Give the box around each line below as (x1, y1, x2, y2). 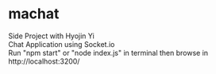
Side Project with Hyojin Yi (8, 31, 95, 41)
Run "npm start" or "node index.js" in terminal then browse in (8, 48, 209, 57)
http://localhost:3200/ (8, 56, 80, 66)
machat (8, 5, 60, 23)
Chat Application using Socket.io (8, 39, 115, 49)
